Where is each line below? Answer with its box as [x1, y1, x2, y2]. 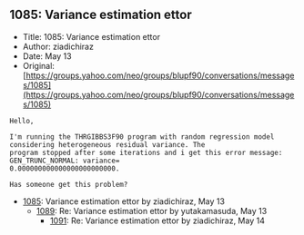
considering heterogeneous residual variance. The [9, 140, 206, 149]
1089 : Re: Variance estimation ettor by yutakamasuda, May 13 [35, 205, 268, 216]
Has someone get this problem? [9, 180, 128, 189]
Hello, [9, 116, 35, 125]
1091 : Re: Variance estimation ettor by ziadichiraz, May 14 [49, 215, 266, 226]
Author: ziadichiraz [22, 41, 94, 52]
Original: [22, 60, 55, 71]
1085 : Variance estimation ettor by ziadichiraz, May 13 [22, 195, 226, 207]
